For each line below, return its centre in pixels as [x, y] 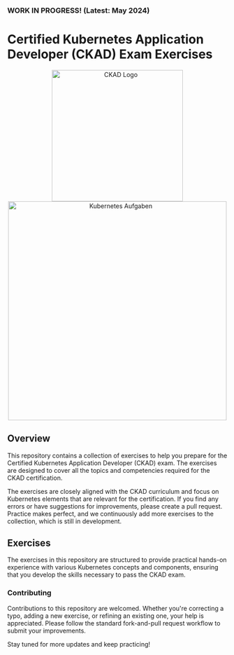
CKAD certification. [35, 478]
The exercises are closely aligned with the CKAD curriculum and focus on [113, 491]
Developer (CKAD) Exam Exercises [110, 54]
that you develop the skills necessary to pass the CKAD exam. [97, 575]
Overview [29, 439]
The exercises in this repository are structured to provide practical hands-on [117, 560]
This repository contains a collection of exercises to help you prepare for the [117, 455]
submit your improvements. [46, 630]
